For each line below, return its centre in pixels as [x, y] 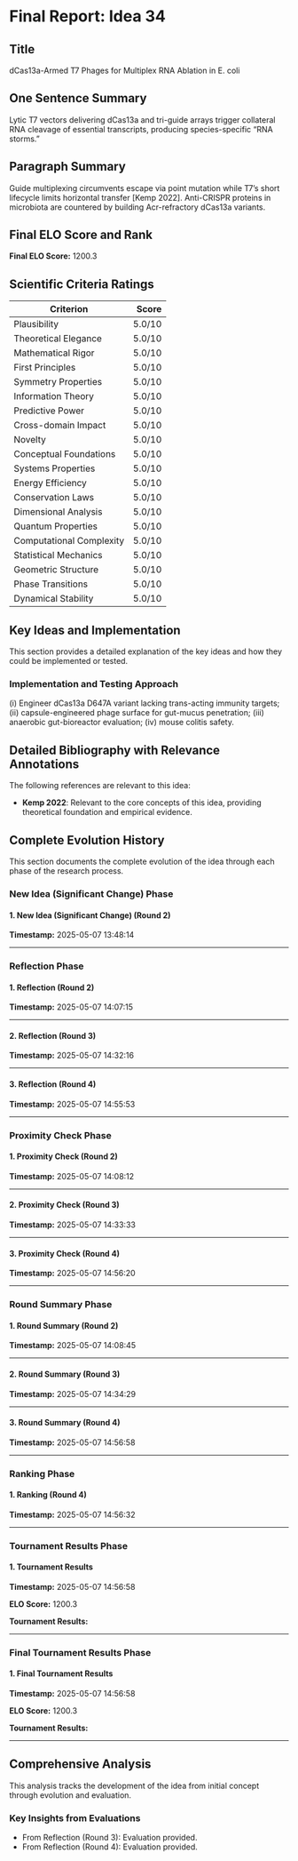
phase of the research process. [67, 871]
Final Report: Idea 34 [88, 16]
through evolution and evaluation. [70, 1795]
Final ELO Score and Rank [81, 235]
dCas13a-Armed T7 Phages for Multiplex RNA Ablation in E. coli [125, 70]
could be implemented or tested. [69, 661]
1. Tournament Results [51, 1567]
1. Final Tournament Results [61, 1673]
